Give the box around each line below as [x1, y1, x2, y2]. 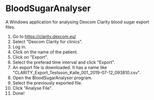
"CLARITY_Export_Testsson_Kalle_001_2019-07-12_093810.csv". [12, 69, 141, 75]
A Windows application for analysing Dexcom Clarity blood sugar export [5, 19, 150, 25]
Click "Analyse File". [12, 85, 53, 91]
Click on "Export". [12, 54, 48, 60]
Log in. [12, 44, 27, 50]
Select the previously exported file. [12, 80, 83, 85]
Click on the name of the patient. [12, 49, 78, 55]
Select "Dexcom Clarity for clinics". [12, 38, 83, 44]
